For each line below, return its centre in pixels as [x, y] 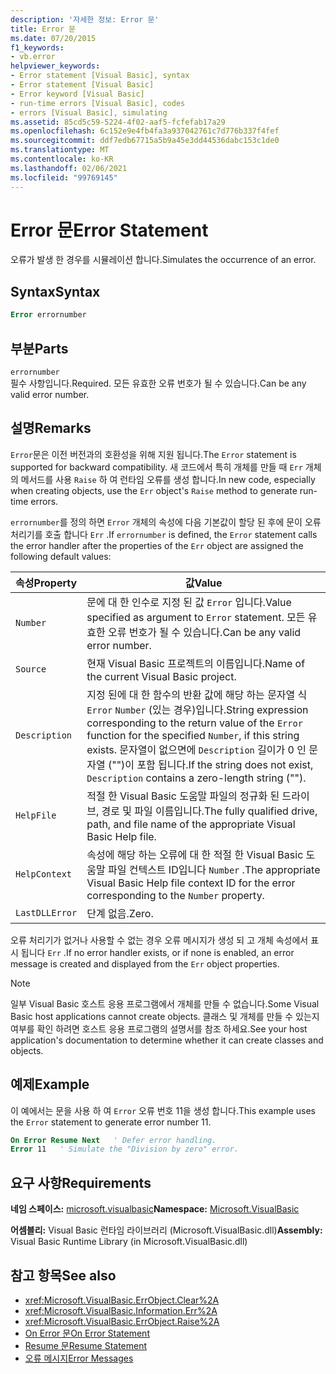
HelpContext [44, 874]
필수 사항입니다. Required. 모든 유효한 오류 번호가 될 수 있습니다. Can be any [158, 383]
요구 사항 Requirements [81, 1182]
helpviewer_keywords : [55, 66]
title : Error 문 [43, 29]
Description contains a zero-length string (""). [196, 778]
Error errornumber [48, 315]
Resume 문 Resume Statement [86, 1345]
